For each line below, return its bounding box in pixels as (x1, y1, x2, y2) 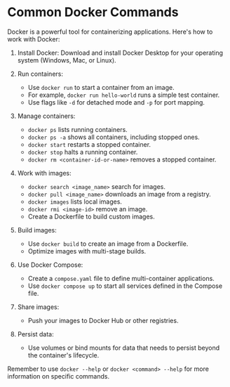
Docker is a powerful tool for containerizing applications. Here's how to (7, 27, 213, 36)
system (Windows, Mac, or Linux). (17, 55, 117, 64)
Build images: (17, 225, 57, 234)
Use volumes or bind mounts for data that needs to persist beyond (27, 343, 219, 352)
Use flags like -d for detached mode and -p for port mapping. (27, 98, 205, 106)
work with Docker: (7, 34, 60, 43)
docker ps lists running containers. (27, 125, 128, 133)
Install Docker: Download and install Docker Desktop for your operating (17, 48, 223, 57)
